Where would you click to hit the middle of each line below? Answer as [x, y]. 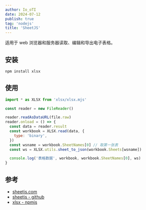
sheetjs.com [25, 192]
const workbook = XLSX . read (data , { [47, 131]
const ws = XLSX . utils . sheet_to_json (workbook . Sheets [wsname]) [75, 149]
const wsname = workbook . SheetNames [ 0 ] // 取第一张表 [64, 145]
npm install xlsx [23, 71]
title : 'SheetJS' [23, 28]
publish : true [20, 19]
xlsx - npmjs [25, 202]
